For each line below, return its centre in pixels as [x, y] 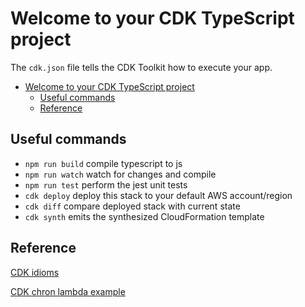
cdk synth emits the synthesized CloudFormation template [144, 216]
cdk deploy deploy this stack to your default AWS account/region [158, 195]
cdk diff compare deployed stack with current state [132, 206]
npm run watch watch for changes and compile [120, 174]
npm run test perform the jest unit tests [106, 184]
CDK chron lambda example [68, 291]
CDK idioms [35, 272]
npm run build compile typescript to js [103, 163]
